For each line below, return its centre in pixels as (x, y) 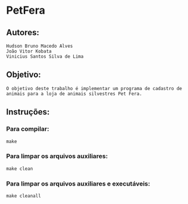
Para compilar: (28, 129)
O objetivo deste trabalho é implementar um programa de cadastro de (94, 88)
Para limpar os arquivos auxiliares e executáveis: (78, 184)
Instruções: (28, 112)
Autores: (23, 33)
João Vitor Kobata (29, 51)
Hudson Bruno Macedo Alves (40, 46)
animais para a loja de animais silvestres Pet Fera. (74, 94)
